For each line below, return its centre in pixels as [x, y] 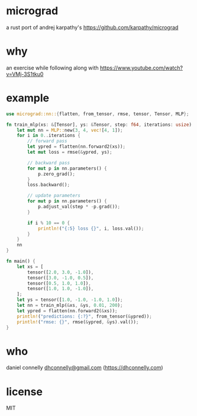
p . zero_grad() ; [56, 174]
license [25, 391]
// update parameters [54, 196]
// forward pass [47, 141]
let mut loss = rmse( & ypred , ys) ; [70, 153]
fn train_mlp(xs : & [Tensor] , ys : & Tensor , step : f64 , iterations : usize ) [99, 125]
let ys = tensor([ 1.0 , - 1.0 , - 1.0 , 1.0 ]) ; [70, 300]
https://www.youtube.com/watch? [141, 68]
